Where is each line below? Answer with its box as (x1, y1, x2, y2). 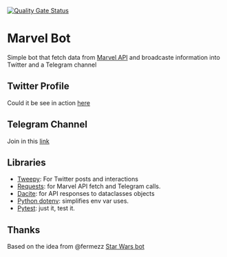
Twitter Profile (7, 80, 70, 92)
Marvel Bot (7, 31, 71, 46)
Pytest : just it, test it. (17, 204, 76, 212)
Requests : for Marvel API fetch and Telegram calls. (17, 182, 161, 190)
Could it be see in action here (7, 98, 91, 107)
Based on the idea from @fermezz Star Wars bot (7, 243, 144, 251)
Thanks (7, 224, 41, 236)
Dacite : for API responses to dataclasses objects (17, 190, 155, 198)
